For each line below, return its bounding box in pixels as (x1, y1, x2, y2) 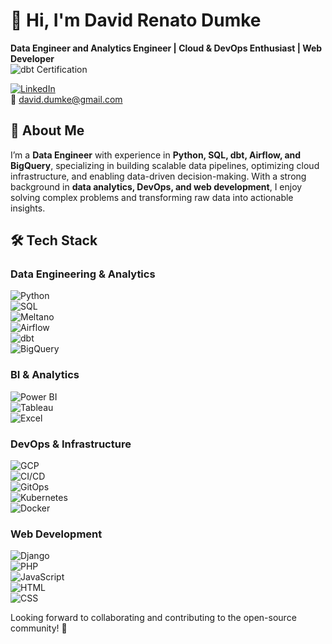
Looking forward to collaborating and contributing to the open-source (10, 612, 297, 624)
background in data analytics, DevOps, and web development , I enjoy (10, 180, 303, 193)
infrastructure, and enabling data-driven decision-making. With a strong (10, 170, 307, 182)
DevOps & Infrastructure (10, 437, 132, 451)
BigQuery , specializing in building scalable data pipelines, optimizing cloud (10, 159, 320, 171)
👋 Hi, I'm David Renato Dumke (10, 9, 262, 32)
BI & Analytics (10, 368, 80, 382)
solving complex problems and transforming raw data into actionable (10, 191, 294, 203)
